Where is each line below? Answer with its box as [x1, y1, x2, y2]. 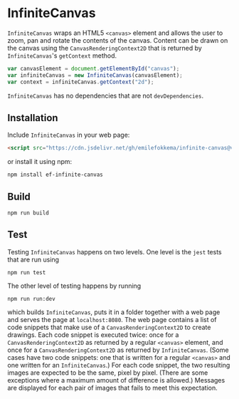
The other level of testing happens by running [7, 281, 142, 290]
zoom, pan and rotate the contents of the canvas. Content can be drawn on [7, 36, 228, 44]
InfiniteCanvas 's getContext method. [7, 51, 117, 60]
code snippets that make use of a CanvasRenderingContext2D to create [7, 323, 211, 331]
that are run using [7, 255, 59, 264]
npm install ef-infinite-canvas [7, 171, 103, 179]
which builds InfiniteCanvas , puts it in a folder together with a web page [7, 308, 221, 316]
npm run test [7, 269, 46, 276]
